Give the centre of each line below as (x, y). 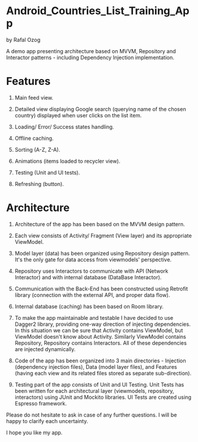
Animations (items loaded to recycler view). (67, 161)
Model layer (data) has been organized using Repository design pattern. (102, 253)
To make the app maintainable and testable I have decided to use (94, 317)
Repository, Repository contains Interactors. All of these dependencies (101, 343)
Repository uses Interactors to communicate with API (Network (91, 271)
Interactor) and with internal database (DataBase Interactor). (88, 277)
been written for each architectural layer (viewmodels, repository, (94, 391)
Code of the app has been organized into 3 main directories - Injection (100, 361)
